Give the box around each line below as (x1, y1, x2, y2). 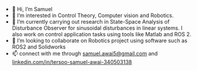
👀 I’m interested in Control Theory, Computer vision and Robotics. (11, 12, 174, 19)
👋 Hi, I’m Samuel (11, 6, 53, 12)
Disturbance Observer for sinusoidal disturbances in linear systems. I (11, 24, 183, 31)
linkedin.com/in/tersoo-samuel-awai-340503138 (11, 59, 132, 65)
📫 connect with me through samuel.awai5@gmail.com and (11, 50, 158, 57)
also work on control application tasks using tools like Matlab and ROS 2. (11, 31, 192, 38)
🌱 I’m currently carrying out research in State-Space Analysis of (11, 18, 170, 25)
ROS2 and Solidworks (11, 43, 66, 50)
